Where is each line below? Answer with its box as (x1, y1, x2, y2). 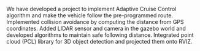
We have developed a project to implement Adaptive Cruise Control (6, 6, 177, 12)
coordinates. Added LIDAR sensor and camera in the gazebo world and (6, 25, 186, 32)
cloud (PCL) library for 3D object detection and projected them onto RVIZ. (6, 38, 193, 45)
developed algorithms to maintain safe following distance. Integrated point (6, 31, 194, 39)
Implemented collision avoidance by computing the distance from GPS (6, 18, 184, 25)
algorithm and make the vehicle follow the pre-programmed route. (6, 12, 174, 19)
